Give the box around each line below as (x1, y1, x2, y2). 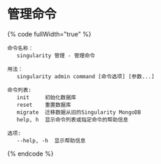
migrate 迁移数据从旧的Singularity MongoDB (16, 109, 141, 116)
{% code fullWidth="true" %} (7, 29, 92, 38)
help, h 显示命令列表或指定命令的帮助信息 (16, 116, 129, 123)
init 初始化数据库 (16, 94, 77, 101)
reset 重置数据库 (16, 101, 71, 108)
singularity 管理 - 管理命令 (16, 52, 96, 59)
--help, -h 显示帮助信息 (16, 137, 86, 144)
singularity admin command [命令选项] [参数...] (16, 73, 155, 80)
